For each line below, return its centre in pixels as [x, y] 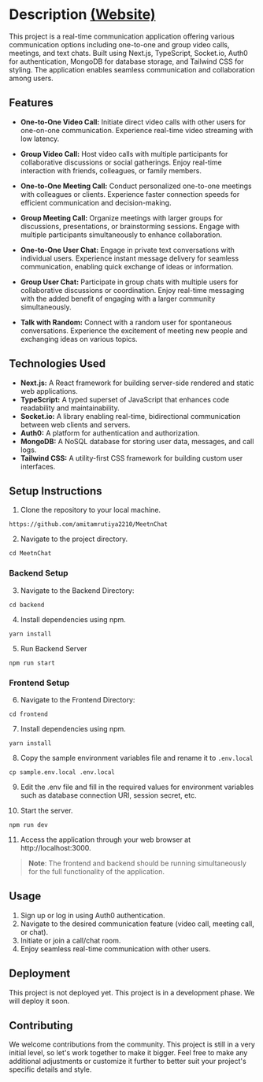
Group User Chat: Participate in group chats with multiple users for [129, 282]
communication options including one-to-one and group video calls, [119, 44]
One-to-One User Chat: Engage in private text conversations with [127, 250]
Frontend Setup [39, 683]
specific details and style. [50, 1069]
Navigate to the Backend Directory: [77, 590]
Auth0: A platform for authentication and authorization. [110, 433]
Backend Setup [39, 573]
